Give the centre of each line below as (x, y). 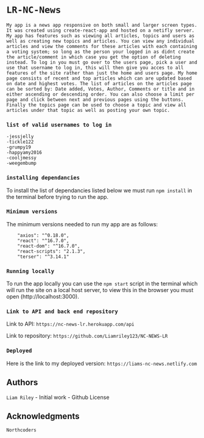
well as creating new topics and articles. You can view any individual (100, 41)
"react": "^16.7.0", (43, 241)
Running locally (30, 271)
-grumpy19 (19, 147)
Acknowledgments (43, 416)
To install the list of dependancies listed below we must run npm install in (99, 190)
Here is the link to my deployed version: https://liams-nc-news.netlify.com (102, 363)
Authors (22, 382)
